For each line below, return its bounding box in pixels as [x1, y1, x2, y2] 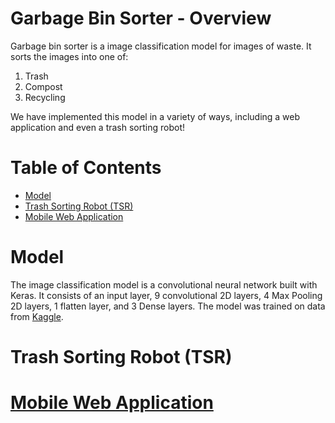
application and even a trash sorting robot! [10, 121, 186, 133]
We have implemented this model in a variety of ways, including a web [10, 110, 301, 122]
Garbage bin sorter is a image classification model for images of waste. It [10, 40, 312, 52]
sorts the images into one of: [10, 50, 129, 62]
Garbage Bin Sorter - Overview [10, 7, 272, 30]
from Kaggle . [10, 310, 64, 322]
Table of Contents [10, 157, 162, 179]
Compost [24, 80, 63, 92]
